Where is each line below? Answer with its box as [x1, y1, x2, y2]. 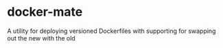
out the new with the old [7, 34, 75, 42]
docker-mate [7, 4, 83, 20]
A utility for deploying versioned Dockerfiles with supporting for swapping [7, 27, 216, 35]
